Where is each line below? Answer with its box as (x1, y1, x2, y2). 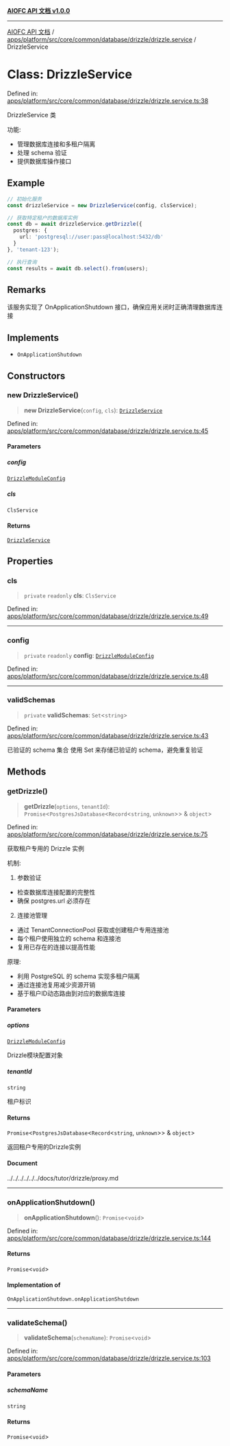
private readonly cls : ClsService (23, 591, 116, 600)
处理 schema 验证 (16, 148, 67, 156)
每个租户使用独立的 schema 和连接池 (16, 934, 121, 943)
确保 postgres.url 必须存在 (16, 897, 91, 905)
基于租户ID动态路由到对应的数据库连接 (16, 989, 125, 997)
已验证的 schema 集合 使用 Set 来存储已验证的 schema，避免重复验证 (7, 746, 203, 754)
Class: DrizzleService (7, 67, 132, 82)
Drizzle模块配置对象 (7, 1051, 63, 1059)
